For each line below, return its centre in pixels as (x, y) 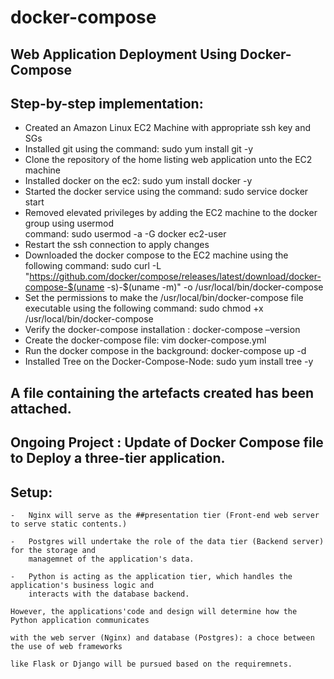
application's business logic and (82, 585)
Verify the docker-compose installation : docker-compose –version (162, 330)
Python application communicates (80, 620)
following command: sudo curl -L (93, 266)
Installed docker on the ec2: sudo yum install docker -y (138, 181)
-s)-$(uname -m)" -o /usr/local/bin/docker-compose (215, 287)
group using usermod (69, 223)
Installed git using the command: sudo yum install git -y (139, 149)
